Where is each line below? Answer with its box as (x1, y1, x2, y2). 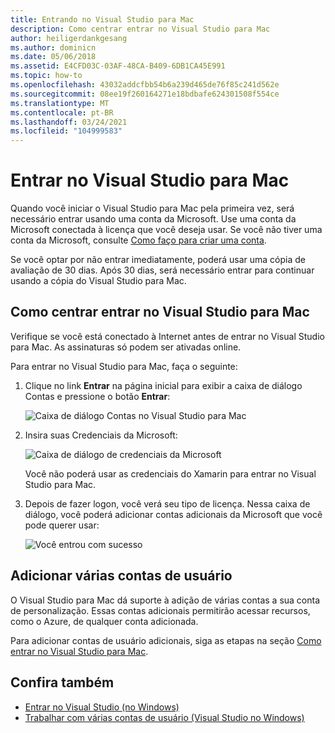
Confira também (10, 674, 115, 691)
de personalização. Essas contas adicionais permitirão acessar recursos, (10, 604, 311, 616)
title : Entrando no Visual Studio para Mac (10, 14, 195, 25)
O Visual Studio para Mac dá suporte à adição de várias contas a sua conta (10, 594, 321, 606)
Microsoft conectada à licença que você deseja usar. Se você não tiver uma (10, 224, 323, 236)
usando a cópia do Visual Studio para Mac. (10, 275, 187, 287)
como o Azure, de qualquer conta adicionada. (10, 615, 199, 627)
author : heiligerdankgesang (10, 33, 128, 43)
